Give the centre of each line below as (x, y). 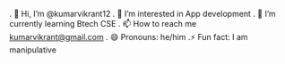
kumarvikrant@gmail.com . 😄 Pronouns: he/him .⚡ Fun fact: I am (129, 37)
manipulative (33, 50)
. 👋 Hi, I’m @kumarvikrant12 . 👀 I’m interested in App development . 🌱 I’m (142, 14)
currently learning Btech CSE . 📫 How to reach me (103, 24)
